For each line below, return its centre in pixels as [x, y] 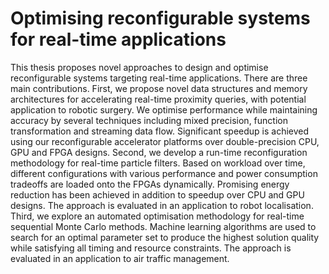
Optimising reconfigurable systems [160, 18]
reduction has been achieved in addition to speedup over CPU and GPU [157, 194]
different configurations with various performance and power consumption [164, 173]
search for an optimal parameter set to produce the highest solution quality [165, 237]
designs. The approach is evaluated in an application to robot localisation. [162, 205]
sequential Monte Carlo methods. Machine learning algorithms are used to [163, 226]
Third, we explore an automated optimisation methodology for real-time [157, 216]
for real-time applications [118, 39]
